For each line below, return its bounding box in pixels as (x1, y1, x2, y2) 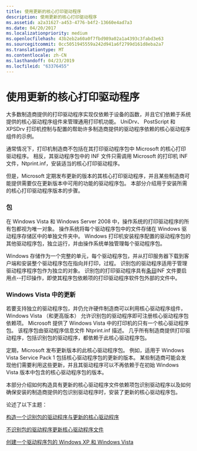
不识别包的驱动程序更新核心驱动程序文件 (6, 426, 104, 433)
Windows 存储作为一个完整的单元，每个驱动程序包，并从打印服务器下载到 (6, 252, 184, 259)
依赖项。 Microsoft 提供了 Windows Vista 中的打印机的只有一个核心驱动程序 (6, 319, 189, 327)
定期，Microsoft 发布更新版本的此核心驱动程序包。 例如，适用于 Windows (6, 346, 185, 354)
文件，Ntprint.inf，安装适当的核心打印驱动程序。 (6, 160, 123, 167)
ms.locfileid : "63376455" (6, 63, 69, 69)
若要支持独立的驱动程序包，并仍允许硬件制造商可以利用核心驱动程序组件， (6, 305, 186, 312)
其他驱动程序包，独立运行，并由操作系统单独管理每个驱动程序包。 (6, 240, 165, 247)
